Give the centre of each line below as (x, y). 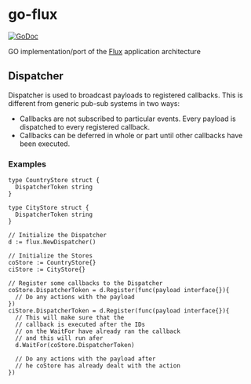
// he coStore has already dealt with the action (98, 366)
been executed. (45, 144)
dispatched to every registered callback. (85, 126)
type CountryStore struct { (54, 181)
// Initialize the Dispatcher (58, 236)
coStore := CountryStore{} (52, 263)
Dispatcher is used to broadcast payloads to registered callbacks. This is (125, 95)
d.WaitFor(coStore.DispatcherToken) (75, 346)
